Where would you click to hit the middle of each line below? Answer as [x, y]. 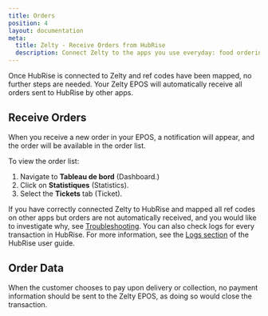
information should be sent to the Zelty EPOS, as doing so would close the [130, 296]
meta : [17, 38]
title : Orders [32, 16]
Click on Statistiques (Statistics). [74, 185]
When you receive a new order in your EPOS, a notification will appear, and [132, 137]
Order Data [36, 268]
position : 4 [28, 23]
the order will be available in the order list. [77, 146]
